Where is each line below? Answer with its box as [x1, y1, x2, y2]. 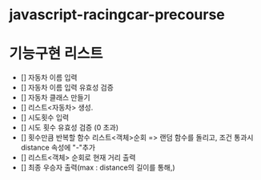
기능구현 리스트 [9, 45, 103, 63]
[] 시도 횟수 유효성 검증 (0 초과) [20, 122, 119, 133]
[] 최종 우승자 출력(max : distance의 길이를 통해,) [20, 162, 175, 173]
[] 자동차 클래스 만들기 [20, 93, 90, 102]
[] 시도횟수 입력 [20, 113, 70, 122]
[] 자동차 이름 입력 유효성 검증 [20, 82, 114, 93]
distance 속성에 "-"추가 [20, 142, 95, 153]
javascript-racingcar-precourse [9, 6, 225, 24]
